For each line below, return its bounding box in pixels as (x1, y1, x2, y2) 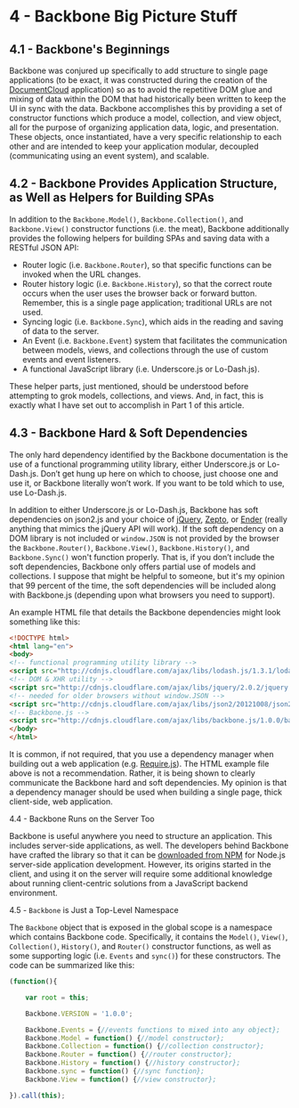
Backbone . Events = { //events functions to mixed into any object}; (25, 1025, 280, 1034)
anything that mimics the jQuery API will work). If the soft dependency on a (9, 523, 285, 534)
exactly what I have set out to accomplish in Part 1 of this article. (9, 399, 245, 411)
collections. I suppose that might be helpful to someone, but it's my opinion (9, 570, 286, 581)
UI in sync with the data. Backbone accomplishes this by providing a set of (9, 103, 283, 113)
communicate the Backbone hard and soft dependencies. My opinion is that (9, 778, 287, 787)
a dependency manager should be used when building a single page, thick (9, 786, 283, 797)
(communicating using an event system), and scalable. (9, 151, 209, 161)
